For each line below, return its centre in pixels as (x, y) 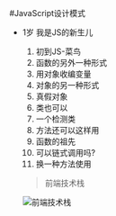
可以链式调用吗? (66, 153)
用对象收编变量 (63, 74)
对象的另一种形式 (67, 85)
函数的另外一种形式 (71, 63)
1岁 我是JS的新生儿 (58, 32)
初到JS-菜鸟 (58, 51)
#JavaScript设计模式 (48, 13)
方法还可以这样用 (67, 130)
